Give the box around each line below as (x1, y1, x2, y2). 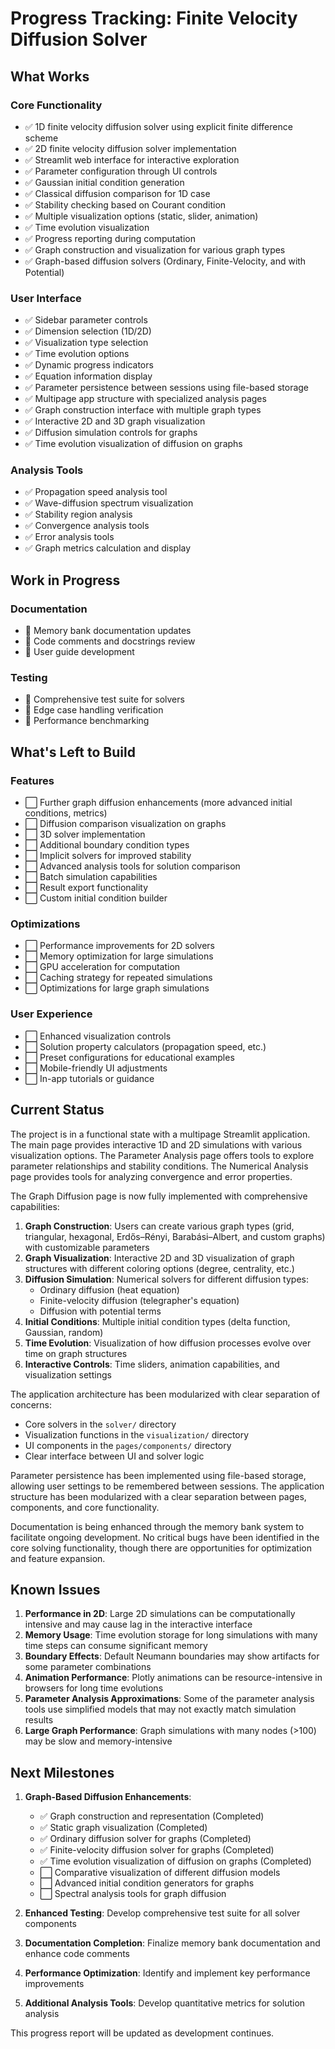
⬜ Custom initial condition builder (24, 892, 168, 904)
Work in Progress (10, 572, 121, 589)
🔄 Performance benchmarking (24, 715, 150, 727)
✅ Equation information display (24, 370, 153, 382)
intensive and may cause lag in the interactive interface (24, 1618, 253, 1631)
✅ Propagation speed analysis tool (24, 486, 168, 498)
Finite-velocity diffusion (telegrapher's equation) (39, 1294, 240, 1306)
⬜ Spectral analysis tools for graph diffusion (39, 1888, 227, 1900)
